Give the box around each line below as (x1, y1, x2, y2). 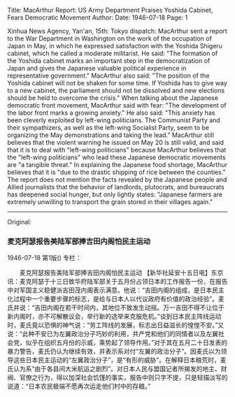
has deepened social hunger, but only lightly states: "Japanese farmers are (7, 190, 222, 198)
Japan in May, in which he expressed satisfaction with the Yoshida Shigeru (7, 42, 222, 50)
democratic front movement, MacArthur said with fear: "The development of (7, 101, 227, 109)
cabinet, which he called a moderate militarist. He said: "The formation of (7, 49, 218, 57)
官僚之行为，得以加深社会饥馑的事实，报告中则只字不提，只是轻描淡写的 (19, 373, 228, 382)
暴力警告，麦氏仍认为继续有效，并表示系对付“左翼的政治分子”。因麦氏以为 (7, 347, 222, 356)
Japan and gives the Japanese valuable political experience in (7, 64, 187, 72)
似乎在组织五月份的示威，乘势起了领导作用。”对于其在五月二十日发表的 (25, 338, 228, 347)
